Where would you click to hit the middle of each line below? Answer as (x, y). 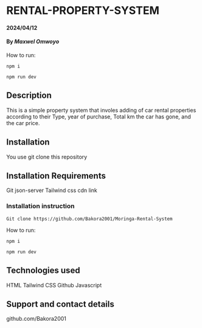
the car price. (23, 123)
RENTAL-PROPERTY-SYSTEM (83, 11)
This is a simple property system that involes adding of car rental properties (101, 110)
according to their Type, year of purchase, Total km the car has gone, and (99, 117)
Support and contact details (60, 304)
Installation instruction (40, 206)
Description (29, 96)
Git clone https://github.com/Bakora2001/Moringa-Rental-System (89, 219)
